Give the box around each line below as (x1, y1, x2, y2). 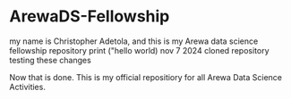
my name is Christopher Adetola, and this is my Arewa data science (9, 36, 259, 46)
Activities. (9, 81, 47, 92)
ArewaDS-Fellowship (9, 6, 170, 27)
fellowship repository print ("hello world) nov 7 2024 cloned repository (9, 45, 270, 55)
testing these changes (9, 54, 91, 65)
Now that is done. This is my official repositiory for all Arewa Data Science (9, 71, 283, 82)
